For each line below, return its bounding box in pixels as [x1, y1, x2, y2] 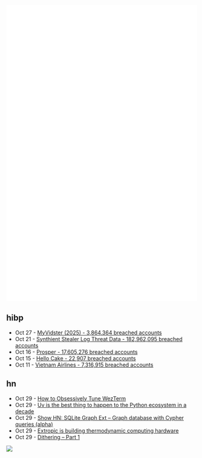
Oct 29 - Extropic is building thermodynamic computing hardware [15, 426, 179, 434]
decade [15, 408, 34, 415]
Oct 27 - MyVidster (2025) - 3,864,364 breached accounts [15, 329, 162, 336]
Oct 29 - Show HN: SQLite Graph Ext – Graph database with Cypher [15, 414, 184, 421]
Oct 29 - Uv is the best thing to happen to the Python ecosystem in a [15, 401, 187, 408]
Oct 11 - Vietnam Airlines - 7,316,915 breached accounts [15, 361, 154, 368]
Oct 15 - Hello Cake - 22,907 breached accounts [15, 354, 136, 362]
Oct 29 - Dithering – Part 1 [15, 433, 80, 440]
